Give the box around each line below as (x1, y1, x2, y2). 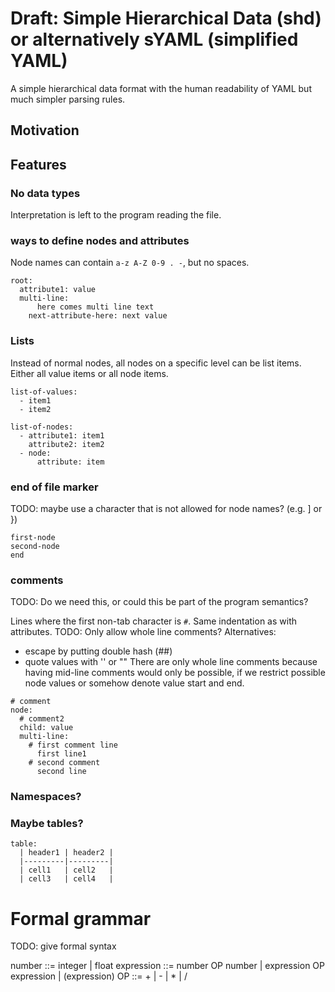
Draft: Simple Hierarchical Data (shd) (10, 7, 322, 30)
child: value (19, 723, 74, 733)
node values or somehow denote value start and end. (24, 677, 245, 689)
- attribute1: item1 (19, 430, 105, 441)
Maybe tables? (10, 817, 84, 831)
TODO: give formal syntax (10, 940, 117, 952)
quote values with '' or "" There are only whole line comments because (24, 656, 318, 668)
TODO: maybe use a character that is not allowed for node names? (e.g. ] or (10, 502, 323, 514)
